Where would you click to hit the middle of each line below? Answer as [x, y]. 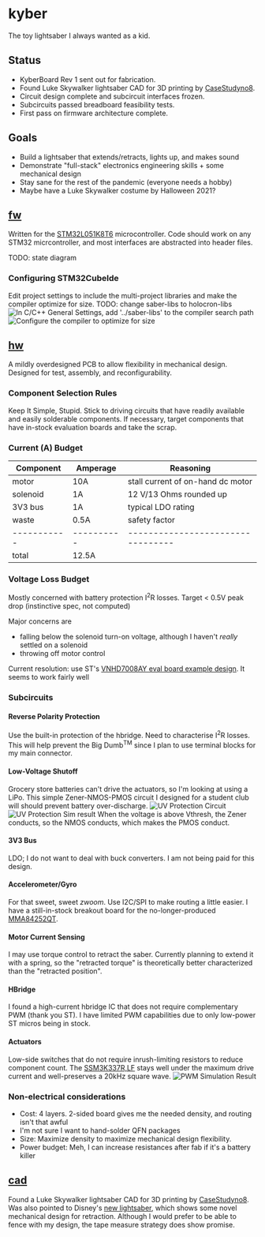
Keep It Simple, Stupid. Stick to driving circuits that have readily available [127, 410]
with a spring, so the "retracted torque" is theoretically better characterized [131, 963]
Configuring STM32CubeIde [64, 279]
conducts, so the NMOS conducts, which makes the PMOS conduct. [119, 823]
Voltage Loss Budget [49, 579]
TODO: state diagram [43, 258]
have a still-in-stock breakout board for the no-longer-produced [112, 911]
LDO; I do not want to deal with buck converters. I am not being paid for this [131, 858]
